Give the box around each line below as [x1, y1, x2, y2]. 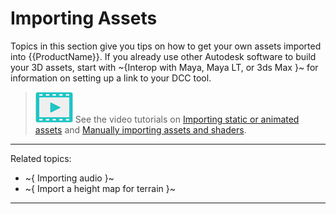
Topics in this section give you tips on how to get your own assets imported [10, 40, 322, 52]
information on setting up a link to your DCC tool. [10, 72, 212, 84]
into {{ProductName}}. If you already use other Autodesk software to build [10, 50, 317, 62]
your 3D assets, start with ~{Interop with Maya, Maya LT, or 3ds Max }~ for [10, 61, 319, 73]
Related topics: [10, 152, 72, 164]
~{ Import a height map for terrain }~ [24, 182, 177, 194]
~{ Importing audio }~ [24, 172, 115, 184]
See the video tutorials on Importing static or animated [74, 113, 300, 125]
